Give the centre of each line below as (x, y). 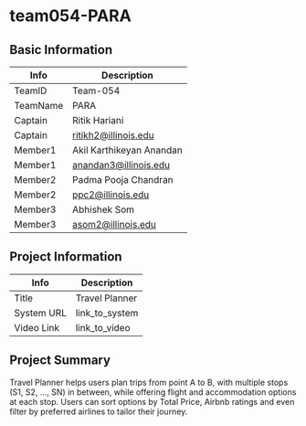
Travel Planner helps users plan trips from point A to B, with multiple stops (149, 382)
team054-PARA (71, 16)
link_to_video (103, 327)
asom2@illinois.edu (114, 224)
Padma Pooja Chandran (122, 180)
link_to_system (107, 313)
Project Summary (60, 361)
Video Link (37, 327)
